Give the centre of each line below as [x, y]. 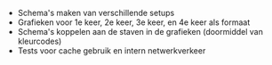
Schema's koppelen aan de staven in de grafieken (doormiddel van [140, 32]
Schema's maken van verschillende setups [96, 13]
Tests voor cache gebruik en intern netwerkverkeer [112, 51]
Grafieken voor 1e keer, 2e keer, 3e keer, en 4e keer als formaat [134, 22]
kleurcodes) [40, 41]
